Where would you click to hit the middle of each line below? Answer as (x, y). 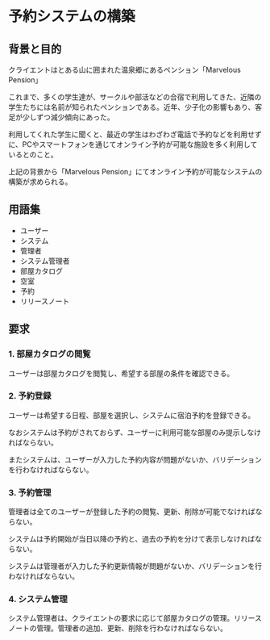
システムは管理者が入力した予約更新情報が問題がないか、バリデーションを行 (135, 567)
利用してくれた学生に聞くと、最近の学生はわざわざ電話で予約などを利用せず (135, 134)
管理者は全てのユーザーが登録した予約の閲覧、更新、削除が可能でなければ (132, 512)
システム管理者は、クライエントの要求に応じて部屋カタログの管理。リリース (135, 618)
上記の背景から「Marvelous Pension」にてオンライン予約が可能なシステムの (135, 172)
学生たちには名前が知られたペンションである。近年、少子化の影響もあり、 (132, 107)
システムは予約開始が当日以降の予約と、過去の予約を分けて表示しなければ (132, 539)
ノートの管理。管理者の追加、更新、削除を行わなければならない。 (118, 628)
